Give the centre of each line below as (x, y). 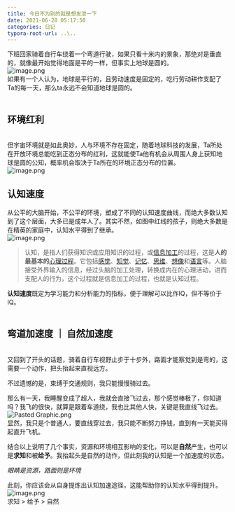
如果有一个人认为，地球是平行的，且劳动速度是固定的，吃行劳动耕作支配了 (114, 79)
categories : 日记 (31, 27)
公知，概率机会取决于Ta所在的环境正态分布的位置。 (105, 162)
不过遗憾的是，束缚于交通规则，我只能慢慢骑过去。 (81, 383)
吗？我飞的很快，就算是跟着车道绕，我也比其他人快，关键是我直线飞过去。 (114, 406)
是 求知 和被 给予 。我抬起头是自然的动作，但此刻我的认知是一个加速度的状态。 (117, 455)
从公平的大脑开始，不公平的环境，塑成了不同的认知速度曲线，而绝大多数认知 (117, 212)
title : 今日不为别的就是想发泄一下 (52, 14)
